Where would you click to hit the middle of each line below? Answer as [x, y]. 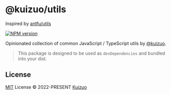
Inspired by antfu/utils [28, 23]
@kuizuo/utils [36, 9]
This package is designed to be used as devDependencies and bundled [91, 53]
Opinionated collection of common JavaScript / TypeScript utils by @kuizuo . [86, 43]
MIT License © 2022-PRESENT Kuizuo [46, 87]
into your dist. [32, 58]
